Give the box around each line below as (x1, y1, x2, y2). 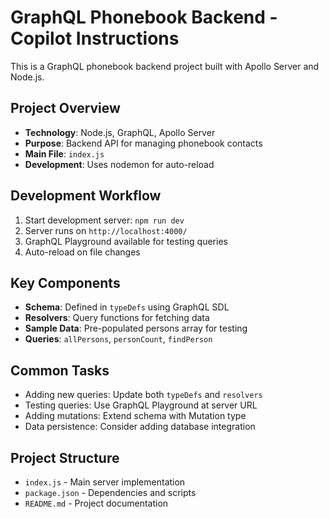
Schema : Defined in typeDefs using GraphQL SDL (24, 301, 230, 313)
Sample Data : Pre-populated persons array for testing (24, 322, 248, 335)
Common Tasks (10, 362, 110, 379)
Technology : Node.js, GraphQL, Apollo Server (24, 126, 216, 138)
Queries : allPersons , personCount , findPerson (24, 333, 213, 345)
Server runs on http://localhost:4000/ (24, 224, 188, 236)
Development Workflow (10, 187, 162, 205)
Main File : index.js (24, 147, 105, 160)
